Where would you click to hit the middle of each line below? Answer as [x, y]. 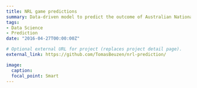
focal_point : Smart [35, 76]
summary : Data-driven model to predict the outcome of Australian [89, 17]
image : [14, 65]
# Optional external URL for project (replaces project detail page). [94, 49]
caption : [22, 71]
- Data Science [25, 28]
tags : [13, 22]
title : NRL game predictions [42, 11]
